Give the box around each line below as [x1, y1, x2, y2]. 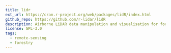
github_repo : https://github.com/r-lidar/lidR [5, 17, 106, 22]
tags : [5, 31, 17, 36]
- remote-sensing [10, 36, 47, 41]
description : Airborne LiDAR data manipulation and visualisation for [5, 21, 158, 27]
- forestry [10, 40, 33, 45]
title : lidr [5, 7, 31, 13]
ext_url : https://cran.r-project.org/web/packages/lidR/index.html [5, 12, 152, 17]
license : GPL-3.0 [5, 26, 42, 31]
